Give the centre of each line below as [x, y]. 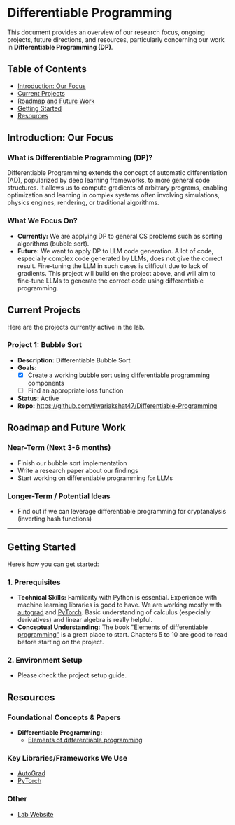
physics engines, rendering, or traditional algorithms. [83, 203]
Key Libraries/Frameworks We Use [67, 758]
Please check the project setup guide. [72, 675]
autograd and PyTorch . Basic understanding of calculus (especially [114, 612]
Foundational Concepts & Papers [64, 717]
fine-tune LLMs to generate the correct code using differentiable [111, 281]
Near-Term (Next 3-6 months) [59, 448]
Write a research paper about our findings [78, 470]
